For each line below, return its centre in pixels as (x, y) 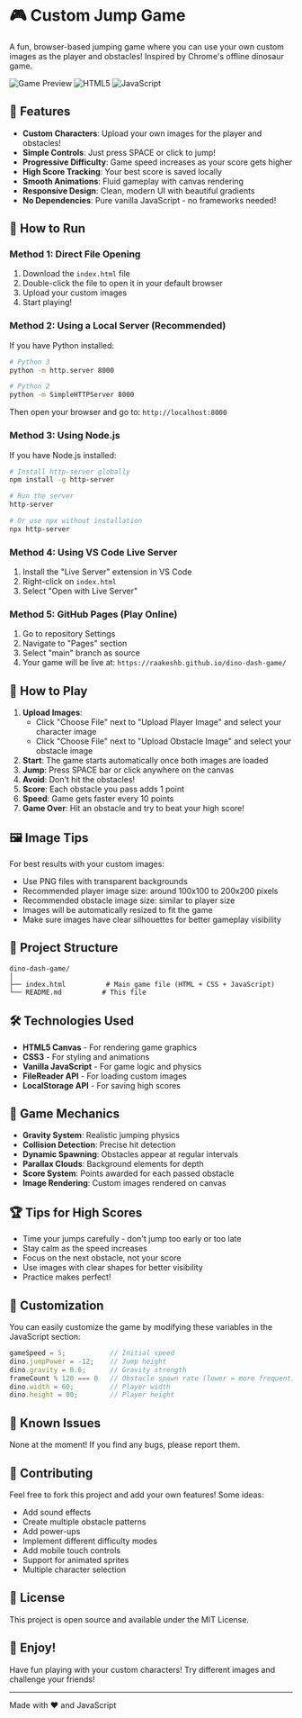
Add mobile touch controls (71, 1550)
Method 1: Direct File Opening (75, 254)
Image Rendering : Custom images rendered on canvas (124, 1183)
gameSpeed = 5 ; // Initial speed (92, 1353)
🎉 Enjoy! (33, 1648)
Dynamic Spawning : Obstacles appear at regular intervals (130, 1154)
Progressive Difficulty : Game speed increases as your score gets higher (157, 162)
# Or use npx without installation (76, 521)
